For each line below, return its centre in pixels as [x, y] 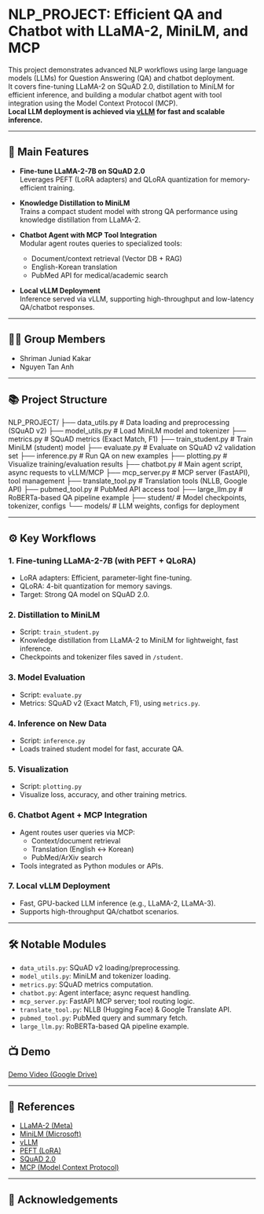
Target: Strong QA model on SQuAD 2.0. [84, 595]
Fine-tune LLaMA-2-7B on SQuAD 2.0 [82, 171]
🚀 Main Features [48, 152]
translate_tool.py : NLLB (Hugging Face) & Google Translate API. [125, 1009]
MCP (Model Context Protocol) [69, 1168]
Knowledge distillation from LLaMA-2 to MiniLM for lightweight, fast [128, 640]
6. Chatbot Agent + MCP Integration [78, 815]
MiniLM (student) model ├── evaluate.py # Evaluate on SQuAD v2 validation [132, 448]
